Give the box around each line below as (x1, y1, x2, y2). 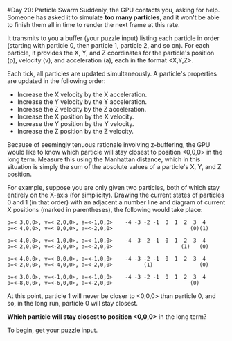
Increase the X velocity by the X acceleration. (17, 90, 148, 98)
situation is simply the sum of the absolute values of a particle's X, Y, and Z (7, 163, 222, 170)
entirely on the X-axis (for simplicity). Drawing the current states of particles (7, 191, 225, 199)
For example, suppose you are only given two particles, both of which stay (7, 184, 220, 191)
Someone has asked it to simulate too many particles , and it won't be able (7, 13, 220, 21)
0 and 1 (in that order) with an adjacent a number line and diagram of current (7, 198, 226, 207)
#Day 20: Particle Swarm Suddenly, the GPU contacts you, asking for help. (7, 6, 220, 14)
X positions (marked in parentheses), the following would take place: (7, 206, 203, 213)
